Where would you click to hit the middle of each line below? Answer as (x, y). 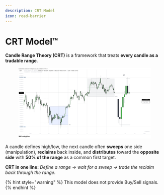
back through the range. (30, 172)
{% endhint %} (21, 187)
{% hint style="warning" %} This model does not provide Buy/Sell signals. (82, 182)
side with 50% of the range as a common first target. (61, 157)
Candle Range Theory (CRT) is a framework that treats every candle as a (82, 55)
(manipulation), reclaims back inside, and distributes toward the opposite (82, 152)
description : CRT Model (30, 11)
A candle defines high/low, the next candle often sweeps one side (74, 147)
